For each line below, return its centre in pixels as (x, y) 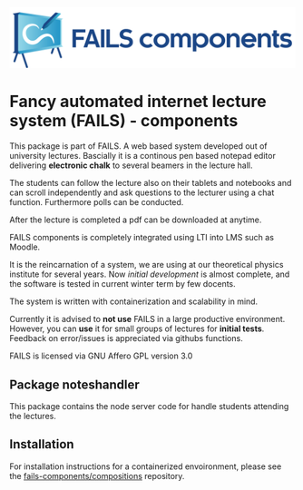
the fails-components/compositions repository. (97, 475)
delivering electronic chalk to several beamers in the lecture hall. (131, 165)
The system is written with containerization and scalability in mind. (134, 301)
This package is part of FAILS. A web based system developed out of (138, 146)
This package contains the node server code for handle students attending (149, 407)
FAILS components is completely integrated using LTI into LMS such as (142, 238)
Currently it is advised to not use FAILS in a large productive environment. (147, 319)
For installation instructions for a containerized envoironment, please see (146, 466)
